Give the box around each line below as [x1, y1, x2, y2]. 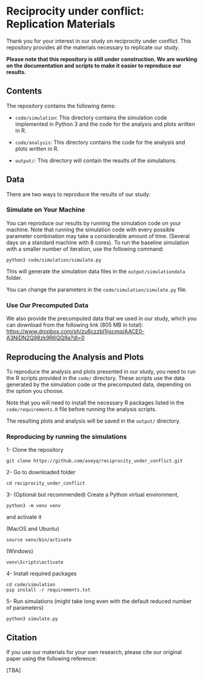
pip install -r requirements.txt [6, 587, 91, 593]
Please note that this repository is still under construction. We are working [6, 55, 198, 63]
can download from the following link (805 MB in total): [6, 321, 144, 329]
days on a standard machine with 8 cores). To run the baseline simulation [6, 239, 189, 246]
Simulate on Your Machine [6, 205, 85, 214]
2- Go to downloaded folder [6, 469, 76, 476]
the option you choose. [6, 387, 64, 394]
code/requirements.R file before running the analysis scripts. [6, 405, 157, 412]
